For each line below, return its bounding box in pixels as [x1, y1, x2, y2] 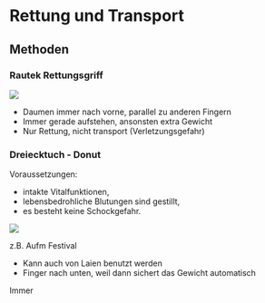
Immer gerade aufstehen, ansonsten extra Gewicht [22, 115, 213, 127]
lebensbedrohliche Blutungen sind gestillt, [22, 196, 181, 207]
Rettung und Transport [9, 5, 184, 26]
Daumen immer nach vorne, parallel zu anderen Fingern [22, 106, 231, 117]
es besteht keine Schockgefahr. [22, 206, 142, 217]
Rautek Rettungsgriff [9, 69, 104, 82]
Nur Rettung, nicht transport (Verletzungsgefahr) [22, 125, 206, 136]
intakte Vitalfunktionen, [22, 187, 110, 198]
